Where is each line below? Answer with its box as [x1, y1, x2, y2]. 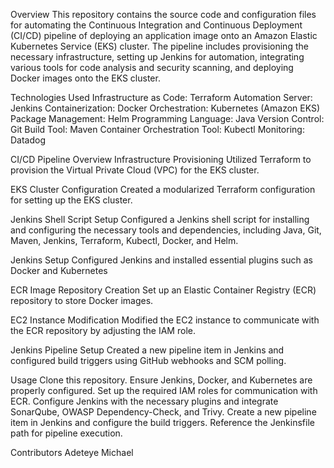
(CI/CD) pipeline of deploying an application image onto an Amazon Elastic [10, 30, 318, 41]
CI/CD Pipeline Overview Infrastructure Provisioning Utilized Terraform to [10, 154, 312, 165]
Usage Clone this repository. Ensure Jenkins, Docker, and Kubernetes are [10, 374, 313, 386]
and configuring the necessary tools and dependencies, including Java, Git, [10, 224, 322, 236]
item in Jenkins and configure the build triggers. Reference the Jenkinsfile [10, 417, 315, 428]
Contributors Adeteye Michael [10, 447, 134, 458]
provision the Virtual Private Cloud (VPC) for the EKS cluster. [10, 164, 260, 176]
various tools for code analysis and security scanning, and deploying [10, 62, 294, 73]
